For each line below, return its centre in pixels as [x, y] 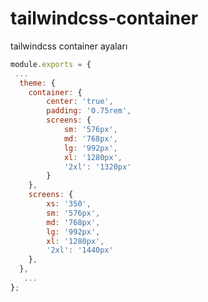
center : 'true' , [80, 102]
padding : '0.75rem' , [89, 111]
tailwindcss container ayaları [69, 46]
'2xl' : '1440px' [80, 250]
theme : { [37, 83]
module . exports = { [51, 64]
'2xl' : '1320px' [97, 167]
